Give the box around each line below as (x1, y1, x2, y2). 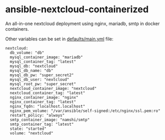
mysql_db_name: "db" (10, 68, 53, 73)
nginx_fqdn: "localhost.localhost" (10, 104, 86, 109)
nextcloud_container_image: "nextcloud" (10, 86, 97, 91)
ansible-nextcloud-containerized (5, 4, 149, 15)
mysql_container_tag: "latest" (10, 59, 76, 64)
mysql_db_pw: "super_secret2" (10, 73, 74, 78)
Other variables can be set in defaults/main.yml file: (5, 36, 114, 42)
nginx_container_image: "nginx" (10, 95, 79, 100)
